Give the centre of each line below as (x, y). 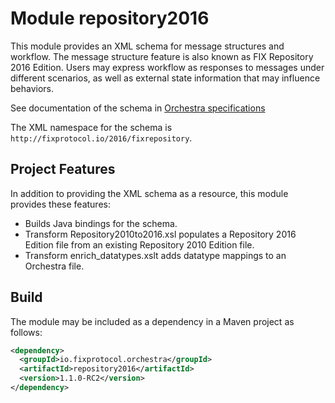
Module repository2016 (110, 18)
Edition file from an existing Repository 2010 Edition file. (139, 244)
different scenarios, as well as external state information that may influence (165, 78)
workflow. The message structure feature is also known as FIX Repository (162, 56)
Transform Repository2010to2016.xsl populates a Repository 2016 (160, 234)
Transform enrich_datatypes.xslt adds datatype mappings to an (155, 255)
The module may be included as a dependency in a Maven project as (152, 321)
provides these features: (60, 204)
